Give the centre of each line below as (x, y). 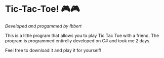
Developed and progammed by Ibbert (43, 26)
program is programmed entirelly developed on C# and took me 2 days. (78, 41)
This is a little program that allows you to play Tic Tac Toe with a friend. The (82, 35)
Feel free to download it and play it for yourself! (53, 50)
